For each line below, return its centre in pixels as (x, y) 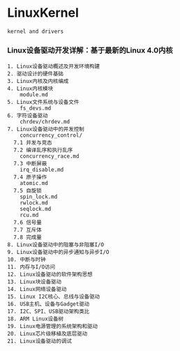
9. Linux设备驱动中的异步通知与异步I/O (58, 253)
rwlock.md (34, 203)
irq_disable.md (42, 170)
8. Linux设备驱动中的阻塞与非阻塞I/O (56, 245)
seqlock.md (36, 209)
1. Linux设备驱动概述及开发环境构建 (53, 67)
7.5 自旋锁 (28, 191)
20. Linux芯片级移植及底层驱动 (47, 334)
